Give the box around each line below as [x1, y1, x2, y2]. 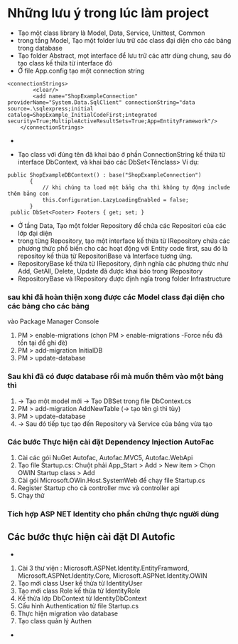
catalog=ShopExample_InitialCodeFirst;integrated [7, 111, 158, 118]
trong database [17, 43, 63, 52]
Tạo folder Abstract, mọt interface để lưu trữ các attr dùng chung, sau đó [17, 51, 232, 60]
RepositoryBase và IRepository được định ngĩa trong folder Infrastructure [17, 274, 231, 283]
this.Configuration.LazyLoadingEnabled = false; [42, 196, 190, 204]
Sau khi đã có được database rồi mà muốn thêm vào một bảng [7, 372, 224, 382]
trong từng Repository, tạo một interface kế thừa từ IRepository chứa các [17, 237, 230, 245]
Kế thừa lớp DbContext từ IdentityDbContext [17, 593, 147, 603]
